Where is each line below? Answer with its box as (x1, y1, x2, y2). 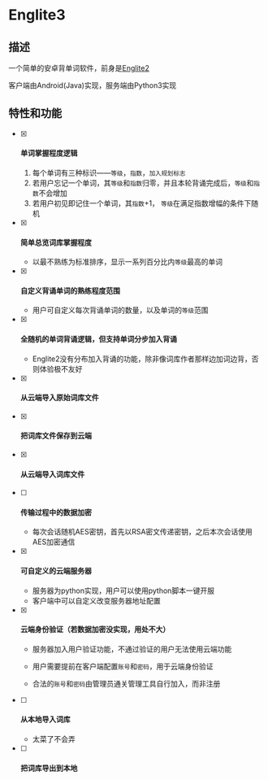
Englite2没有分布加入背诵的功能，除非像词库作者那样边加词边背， (32, 354, 252, 364)
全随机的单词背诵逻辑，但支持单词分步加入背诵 (19, 334, 177, 344)
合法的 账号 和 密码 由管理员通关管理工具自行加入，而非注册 (32, 678, 221, 688)
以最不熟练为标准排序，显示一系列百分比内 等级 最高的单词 (32, 257, 223, 267)
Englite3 (8, 6, 67, 24)
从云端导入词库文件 (19, 469, 85, 479)
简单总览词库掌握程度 (19, 237, 92, 247)
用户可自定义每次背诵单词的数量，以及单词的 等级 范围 (32, 305, 209, 315)
